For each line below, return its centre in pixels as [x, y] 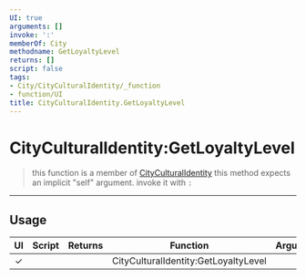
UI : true [26, 18]
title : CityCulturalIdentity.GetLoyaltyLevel [97, 103]
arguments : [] [36, 26]
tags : [20, 77]
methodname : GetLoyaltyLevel [65, 52]
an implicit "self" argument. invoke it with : [112, 182]
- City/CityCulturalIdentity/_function [85, 86]
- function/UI [36, 94]
